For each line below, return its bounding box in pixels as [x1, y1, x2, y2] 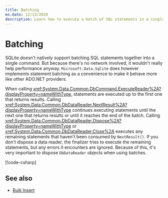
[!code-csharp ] [5, 159, 36, 165]
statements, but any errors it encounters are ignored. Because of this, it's [5, 144, 156, 150]
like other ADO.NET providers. [5, 76, 67, 82]
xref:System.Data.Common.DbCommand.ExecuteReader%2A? [33, 86, 161, 92]
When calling [5, 86, 32, 92]
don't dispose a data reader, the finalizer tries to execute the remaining [5, 139, 151, 145]
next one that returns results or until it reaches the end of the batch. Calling [5, 112, 160, 118]
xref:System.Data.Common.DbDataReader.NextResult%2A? [5, 102, 127, 108]
